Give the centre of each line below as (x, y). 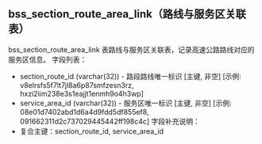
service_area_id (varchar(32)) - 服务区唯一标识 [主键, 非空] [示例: (125, 103)
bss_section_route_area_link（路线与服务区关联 (127, 14)
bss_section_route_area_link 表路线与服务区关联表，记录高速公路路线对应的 (132, 49)
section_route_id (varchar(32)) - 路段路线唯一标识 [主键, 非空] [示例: (131, 76)
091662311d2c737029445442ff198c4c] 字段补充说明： (110, 121)
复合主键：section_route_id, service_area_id (92, 131)
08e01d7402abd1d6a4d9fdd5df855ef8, (84, 112)
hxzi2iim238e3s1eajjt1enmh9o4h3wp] (82, 93)
